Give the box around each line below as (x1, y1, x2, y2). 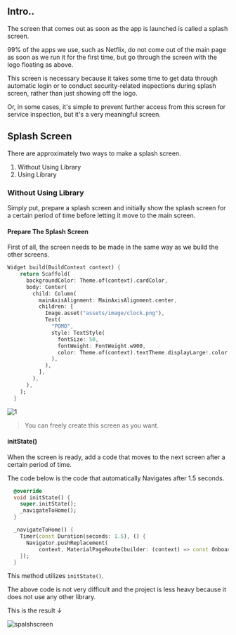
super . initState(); (20, 501, 77, 508)
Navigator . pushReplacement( (25, 539, 109, 546)
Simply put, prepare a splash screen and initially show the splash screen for (7, 203, 226, 212)
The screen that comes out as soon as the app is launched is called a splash (7, 24, 228, 32)
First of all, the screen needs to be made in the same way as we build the (7, 243, 219, 252)
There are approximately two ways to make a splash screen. (7, 149, 181, 158)
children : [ (38, 303, 74, 310)
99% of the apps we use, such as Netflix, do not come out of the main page (7, 45, 227, 53)
